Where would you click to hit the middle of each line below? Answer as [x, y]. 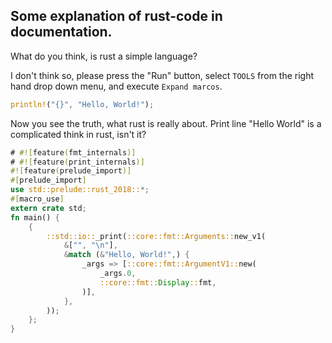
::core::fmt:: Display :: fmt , [158, 282]
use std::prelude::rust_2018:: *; [80, 190]
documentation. [61, 32]
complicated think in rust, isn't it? [78, 134]
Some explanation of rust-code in [116, 16]
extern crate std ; [48, 208]
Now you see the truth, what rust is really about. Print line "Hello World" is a [166, 123]
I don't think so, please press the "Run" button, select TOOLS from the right [162, 75]
